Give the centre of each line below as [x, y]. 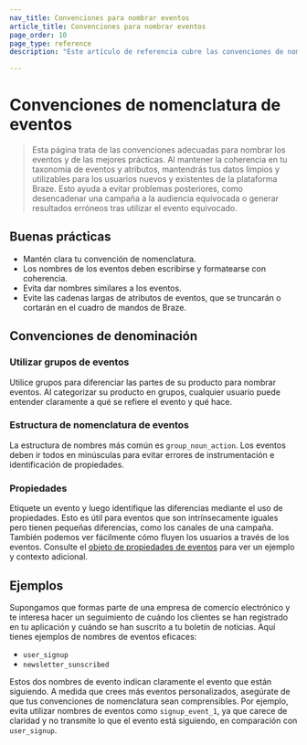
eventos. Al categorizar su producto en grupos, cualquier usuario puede [145, 392]
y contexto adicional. [49, 557]
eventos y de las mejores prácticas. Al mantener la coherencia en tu [159, 160]
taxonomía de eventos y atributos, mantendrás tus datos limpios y [156, 169]
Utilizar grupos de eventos [69, 362]
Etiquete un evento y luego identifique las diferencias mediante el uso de [146, 508]
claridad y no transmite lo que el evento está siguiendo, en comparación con [153, 720]
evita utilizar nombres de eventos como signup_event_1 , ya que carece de [148, 710]
